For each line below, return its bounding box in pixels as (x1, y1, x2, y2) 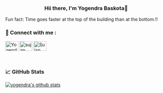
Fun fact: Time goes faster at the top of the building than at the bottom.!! (5, 16, 158, 23)
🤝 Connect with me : (5, 29, 56, 36)
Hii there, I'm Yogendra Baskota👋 (44, 5, 128, 12)
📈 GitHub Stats (5, 68, 45, 75)
